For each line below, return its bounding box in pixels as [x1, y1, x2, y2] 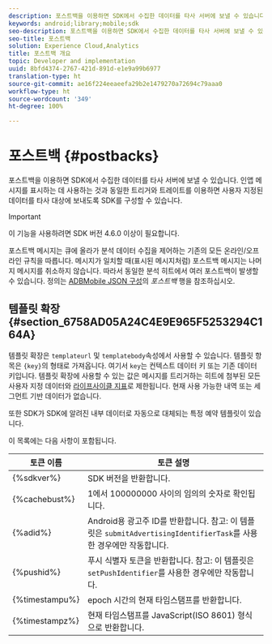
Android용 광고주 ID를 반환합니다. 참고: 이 [87, 515, 238, 526]
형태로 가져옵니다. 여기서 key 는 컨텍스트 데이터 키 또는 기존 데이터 [49, 360, 257, 370]
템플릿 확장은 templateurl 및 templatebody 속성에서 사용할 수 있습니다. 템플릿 [8, 350, 253, 360]
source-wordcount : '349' [8, 95, 92, 103]
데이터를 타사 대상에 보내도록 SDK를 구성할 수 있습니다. [8, 195, 183, 205]
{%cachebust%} [12, 493, 75, 504]
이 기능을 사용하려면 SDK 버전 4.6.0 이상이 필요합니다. [8, 229, 180, 238]
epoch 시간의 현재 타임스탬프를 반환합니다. [87, 594, 242, 605]
